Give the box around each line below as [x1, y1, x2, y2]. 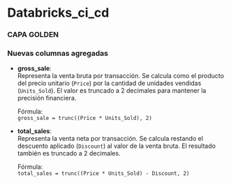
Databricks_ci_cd [7, 5, 110, 21]
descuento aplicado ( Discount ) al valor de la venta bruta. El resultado [17, 141, 216, 151]
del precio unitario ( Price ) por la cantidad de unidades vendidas [17, 79, 202, 88]
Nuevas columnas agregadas [7, 49, 108, 59]
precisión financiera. [17, 94, 77, 102]
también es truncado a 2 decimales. [17, 149, 121, 158]
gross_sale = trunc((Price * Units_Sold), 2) [17, 115, 152, 122]
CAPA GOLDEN [7, 30, 59, 40]
